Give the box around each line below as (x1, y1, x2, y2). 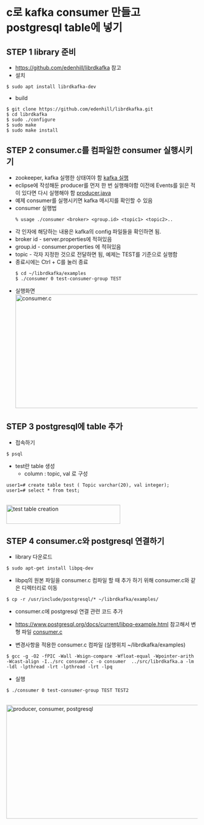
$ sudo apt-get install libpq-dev (6, 565, 94, 571)
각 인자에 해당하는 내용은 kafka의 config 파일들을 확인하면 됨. (15, 228, 161, 235)
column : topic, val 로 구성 (24, 470, 88, 477)
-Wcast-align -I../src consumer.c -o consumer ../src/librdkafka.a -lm (6, 659, 194, 665)
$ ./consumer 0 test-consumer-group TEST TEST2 (6, 687, 129, 694)
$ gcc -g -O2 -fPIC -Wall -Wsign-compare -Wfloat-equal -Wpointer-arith (6, 653, 194, 659)
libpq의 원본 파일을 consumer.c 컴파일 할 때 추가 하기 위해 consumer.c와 (15, 577, 189, 584)
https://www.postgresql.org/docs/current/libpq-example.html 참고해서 (15, 620, 190, 628)
